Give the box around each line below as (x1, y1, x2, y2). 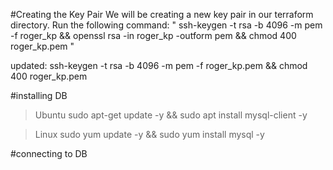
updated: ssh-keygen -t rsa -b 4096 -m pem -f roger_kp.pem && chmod (10, 60, 308, 71)
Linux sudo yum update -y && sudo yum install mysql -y (34, 129, 265, 140)
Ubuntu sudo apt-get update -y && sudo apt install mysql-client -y (34, 109, 308, 121)
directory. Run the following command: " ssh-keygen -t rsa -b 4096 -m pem (10, 19, 323, 31)
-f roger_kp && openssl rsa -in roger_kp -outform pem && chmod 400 (10, 30, 297, 41)
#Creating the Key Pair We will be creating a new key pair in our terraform (10, 9, 314, 20)
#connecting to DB (10, 148, 88, 159)
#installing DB (10, 90, 68, 101)
